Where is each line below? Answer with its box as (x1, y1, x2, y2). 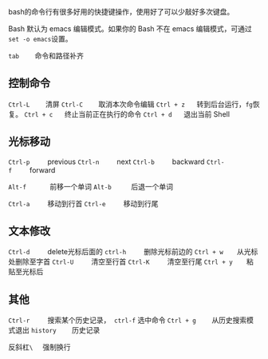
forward (29, 165, 56, 174)
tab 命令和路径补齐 (8, 51, 84, 60)
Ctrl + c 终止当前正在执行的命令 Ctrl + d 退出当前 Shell (23, 109, 230, 118)
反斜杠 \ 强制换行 (8, 342, 71, 352)
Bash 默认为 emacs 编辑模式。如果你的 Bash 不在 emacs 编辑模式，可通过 (8, 24, 253, 34)
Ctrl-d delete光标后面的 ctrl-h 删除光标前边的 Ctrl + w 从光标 (8, 247, 258, 257)
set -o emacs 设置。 (8, 34, 73, 43)
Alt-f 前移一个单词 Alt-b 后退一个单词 (8, 181, 174, 191)
